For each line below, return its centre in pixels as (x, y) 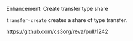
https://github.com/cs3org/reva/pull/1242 (57, 31)
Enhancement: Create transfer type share (58, 9)
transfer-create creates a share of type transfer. (67, 20)
